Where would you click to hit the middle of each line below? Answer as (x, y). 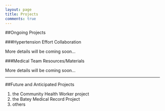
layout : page (18, 10)
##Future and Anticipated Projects (40, 85)
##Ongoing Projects (25, 33)
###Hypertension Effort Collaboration (43, 42)
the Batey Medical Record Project (46, 99)
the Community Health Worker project (51, 94)
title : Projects (22, 14)
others (19, 104)
